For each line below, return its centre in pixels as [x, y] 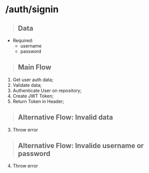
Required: [23, 40]
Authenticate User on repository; [47, 90]
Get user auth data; [33, 80]
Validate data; [27, 85]
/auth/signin [32, 9]
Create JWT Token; [33, 96]
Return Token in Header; [38, 101]
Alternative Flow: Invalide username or [81, 146]
